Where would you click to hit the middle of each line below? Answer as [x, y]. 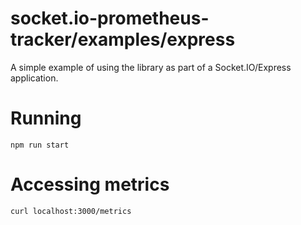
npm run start [40, 145]
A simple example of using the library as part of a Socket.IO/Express [151, 67]
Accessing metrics [90, 184]
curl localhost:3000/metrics [71, 211]
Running [46, 118]
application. [34, 78]
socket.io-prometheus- [110, 18]
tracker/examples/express [123, 39]
